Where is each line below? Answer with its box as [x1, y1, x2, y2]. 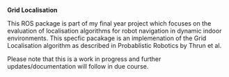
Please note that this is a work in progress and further [7, 55, 161, 63]
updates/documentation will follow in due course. [7, 62, 149, 70]
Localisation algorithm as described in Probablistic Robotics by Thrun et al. [7, 42, 222, 49]
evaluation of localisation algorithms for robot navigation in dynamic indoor [7, 27, 222, 35]
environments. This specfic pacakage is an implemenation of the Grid [7, 34, 207, 42]
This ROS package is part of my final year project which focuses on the [7, 19, 212, 27]
